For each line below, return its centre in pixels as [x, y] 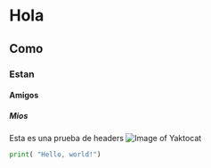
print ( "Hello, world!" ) [55, 155]
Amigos [24, 96]
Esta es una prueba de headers [67, 139]
